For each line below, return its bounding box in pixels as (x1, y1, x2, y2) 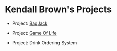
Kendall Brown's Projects (5, 4, 112, 15)
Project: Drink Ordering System (12, 39, 77, 46)
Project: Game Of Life (12, 30, 57, 36)
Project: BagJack (12, 20, 48, 26)
